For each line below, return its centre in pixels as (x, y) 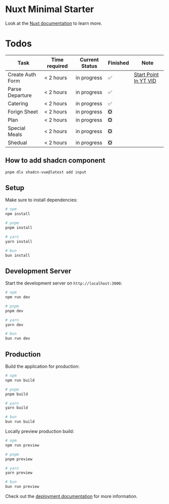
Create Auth (22, 74)
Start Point (146, 74)
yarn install (19, 241)
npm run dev (18, 297)
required (57, 66)
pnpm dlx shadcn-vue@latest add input (46, 172)
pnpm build (17, 394)
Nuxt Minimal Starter (50, 9)
